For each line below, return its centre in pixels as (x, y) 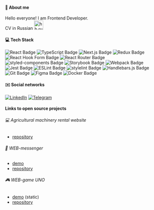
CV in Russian (19, 28)
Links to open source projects (36, 108)
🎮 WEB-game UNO (25, 180)
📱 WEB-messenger (24, 148)
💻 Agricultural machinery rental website (46, 120)
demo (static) (26, 197)
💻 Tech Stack (19, 40)
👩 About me (17, 7)
